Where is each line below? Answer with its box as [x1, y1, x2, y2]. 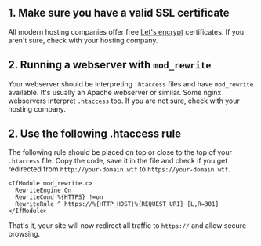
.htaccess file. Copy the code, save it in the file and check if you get [8, 156, 228, 166]
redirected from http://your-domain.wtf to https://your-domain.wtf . [8, 164, 231, 174]
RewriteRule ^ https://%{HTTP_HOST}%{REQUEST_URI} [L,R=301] [15, 200, 219, 208]
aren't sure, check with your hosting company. [8, 35, 158, 45]
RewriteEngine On [15, 186, 72, 195]
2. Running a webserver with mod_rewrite [8, 58, 212, 72]
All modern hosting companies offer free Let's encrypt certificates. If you [8, 27, 245, 36]
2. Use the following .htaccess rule [8, 127, 182, 141]
